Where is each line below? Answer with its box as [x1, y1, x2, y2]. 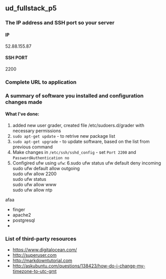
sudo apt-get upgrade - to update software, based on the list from [12, 138, 150, 144]
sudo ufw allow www [12, 181, 57, 187]
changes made [5, 98, 43, 105]
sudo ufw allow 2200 [12, 171, 57, 177]
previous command [12, 144, 53, 150]
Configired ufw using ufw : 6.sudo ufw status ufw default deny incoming [12, 160, 161, 166]
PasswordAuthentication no [12, 155, 70, 161]
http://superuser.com [12, 252, 57, 258]
